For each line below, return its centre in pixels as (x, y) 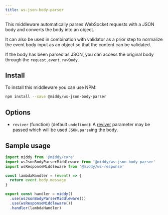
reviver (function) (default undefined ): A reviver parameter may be (81, 125)
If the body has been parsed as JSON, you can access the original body (79, 54)
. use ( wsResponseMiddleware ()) (41, 203)
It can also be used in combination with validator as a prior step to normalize (84, 39)
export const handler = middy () (39, 194)
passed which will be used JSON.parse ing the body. (65, 130)
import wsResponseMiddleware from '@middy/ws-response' (65, 166)
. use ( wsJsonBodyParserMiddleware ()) (48, 199)
